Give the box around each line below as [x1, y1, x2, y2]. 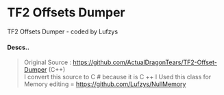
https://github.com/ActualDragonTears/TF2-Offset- [73, 58, 217, 66]
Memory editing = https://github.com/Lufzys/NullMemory [23, 80, 186, 88]
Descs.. [7, 43, 29, 51]
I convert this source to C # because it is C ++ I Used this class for [23, 73, 212, 81]
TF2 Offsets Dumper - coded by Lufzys [7, 27, 119, 36]
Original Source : [23, 58, 72, 66]
